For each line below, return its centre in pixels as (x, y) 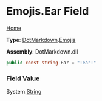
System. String (24, 92)
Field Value (23, 78)
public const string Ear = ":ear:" (51, 63)
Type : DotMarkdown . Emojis (41, 40)
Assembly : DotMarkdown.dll (42, 51)
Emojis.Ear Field (48, 11)
